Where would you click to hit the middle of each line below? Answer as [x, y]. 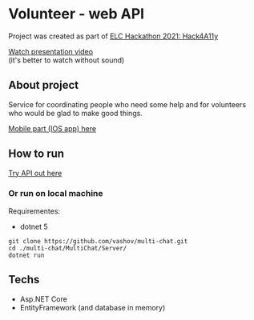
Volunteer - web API [77, 14]
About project [43, 85]
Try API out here [35, 173]
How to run [36, 154]
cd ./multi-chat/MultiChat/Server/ [68, 248]
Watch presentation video [51, 51]
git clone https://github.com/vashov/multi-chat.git [98, 241]
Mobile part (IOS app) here [52, 128]
